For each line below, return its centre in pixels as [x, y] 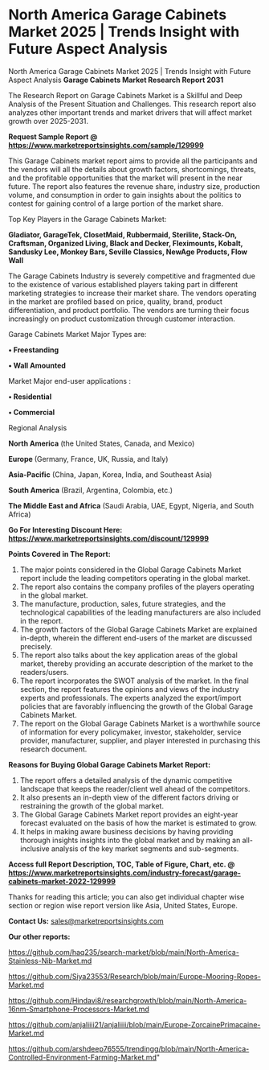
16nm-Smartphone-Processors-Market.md [79, 1009]
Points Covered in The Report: [59, 554]
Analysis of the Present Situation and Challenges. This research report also [132, 104]
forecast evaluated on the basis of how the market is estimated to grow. [138, 823]
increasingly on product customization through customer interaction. [122, 319]
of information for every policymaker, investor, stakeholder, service [130, 732]
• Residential [30, 397]
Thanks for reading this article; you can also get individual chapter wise [126, 897]
